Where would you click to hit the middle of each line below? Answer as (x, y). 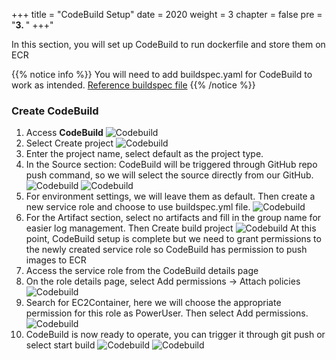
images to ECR (56, 260)
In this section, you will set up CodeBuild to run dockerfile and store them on (168, 44)
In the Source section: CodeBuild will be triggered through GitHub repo (171, 165)
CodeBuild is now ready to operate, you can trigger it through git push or (175, 335)
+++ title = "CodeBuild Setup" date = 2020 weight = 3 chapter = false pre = (167, 14)
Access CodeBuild (64, 133)
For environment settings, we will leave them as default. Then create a (170, 196)
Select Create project (69, 143)
